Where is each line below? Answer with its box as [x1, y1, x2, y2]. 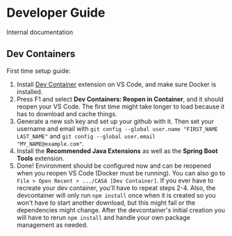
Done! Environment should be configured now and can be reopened [16, 162, 211, 170]
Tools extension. [16, 154, 65, 162]
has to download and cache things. [16, 109, 117, 118]
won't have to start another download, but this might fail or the [16, 198, 196, 207]
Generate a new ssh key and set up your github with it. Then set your [16, 117, 215, 125]
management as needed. [16, 221, 88, 229]
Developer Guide [6, 5, 106, 21]
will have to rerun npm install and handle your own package [16, 213, 190, 221]
